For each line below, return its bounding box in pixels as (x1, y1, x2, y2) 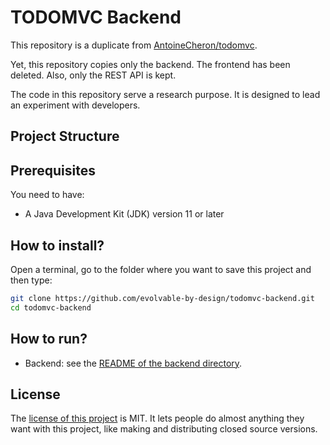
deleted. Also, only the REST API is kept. (10, 69, 177, 81)
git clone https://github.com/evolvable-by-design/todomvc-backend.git (10, 293, 315, 303)
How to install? (10, 237, 105, 254)
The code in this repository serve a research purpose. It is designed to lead (10, 88, 321, 100)
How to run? (10, 331, 88, 348)
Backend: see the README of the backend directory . (24, 357, 243, 369)
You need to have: (10, 189, 85, 201)
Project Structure (10, 128, 120, 145)
